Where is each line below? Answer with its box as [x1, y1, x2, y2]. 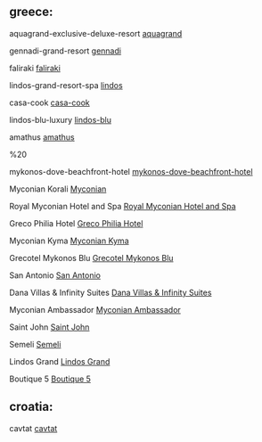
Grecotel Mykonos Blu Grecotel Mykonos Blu [9, 252, 174, 263]
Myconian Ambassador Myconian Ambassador [9, 304, 181, 315]
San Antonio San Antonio [9, 269, 101, 281]
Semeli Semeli [9, 339, 61, 349]
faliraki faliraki [9, 62, 61, 73]
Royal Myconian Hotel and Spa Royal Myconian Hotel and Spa [9, 201, 236, 211]
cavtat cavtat [9, 422, 58, 433]
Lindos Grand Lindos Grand [9, 356, 111, 366]
